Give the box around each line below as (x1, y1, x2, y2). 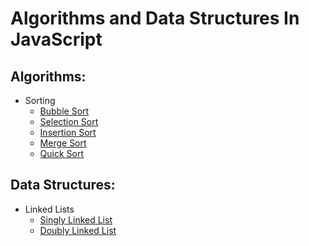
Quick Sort (39, 148, 85, 159)
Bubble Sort (39, 105, 90, 117)
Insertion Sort (39, 127, 97, 138)
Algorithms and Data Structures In (10, 7, 300, 30)
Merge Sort (39, 137, 87, 149)
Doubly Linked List (39, 224, 117, 236)
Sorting (24, 95, 56, 106)
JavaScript (10, 28, 103, 51)
